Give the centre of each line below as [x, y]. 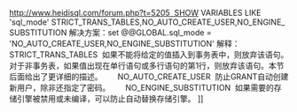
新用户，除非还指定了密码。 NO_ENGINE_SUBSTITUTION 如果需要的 [142, 88]
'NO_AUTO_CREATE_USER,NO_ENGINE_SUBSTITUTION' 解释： [125, 44]
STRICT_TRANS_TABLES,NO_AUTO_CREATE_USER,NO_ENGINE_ [168, 22]
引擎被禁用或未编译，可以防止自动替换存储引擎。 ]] [110, 99]
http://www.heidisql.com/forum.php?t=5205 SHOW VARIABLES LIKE [135, 13]
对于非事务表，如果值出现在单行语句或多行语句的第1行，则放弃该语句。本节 [147, 66]
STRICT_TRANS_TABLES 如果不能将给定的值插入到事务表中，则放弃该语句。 [149, 55]
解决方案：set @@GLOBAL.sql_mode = [141, 33]
